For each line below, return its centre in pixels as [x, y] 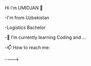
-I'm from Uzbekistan [27, 18]
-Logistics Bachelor [25, 27]
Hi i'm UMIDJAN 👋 [24, 8]
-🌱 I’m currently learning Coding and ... [45, 37]
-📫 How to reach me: [27, 47]
